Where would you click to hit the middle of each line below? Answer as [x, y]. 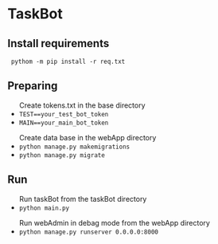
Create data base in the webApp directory [88, 137]
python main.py [44, 208]
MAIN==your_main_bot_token [64, 123]
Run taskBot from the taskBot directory [83, 199]
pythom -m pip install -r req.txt [68, 61]
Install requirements [58, 43]
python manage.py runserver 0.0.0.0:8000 [88, 232]
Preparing [33, 86]
